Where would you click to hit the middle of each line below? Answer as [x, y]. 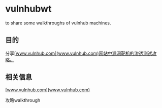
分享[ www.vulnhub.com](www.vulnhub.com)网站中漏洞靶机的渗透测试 [79, 53]
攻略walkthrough [23, 100]
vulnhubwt [28, 9]
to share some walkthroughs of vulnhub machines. [58, 23]
